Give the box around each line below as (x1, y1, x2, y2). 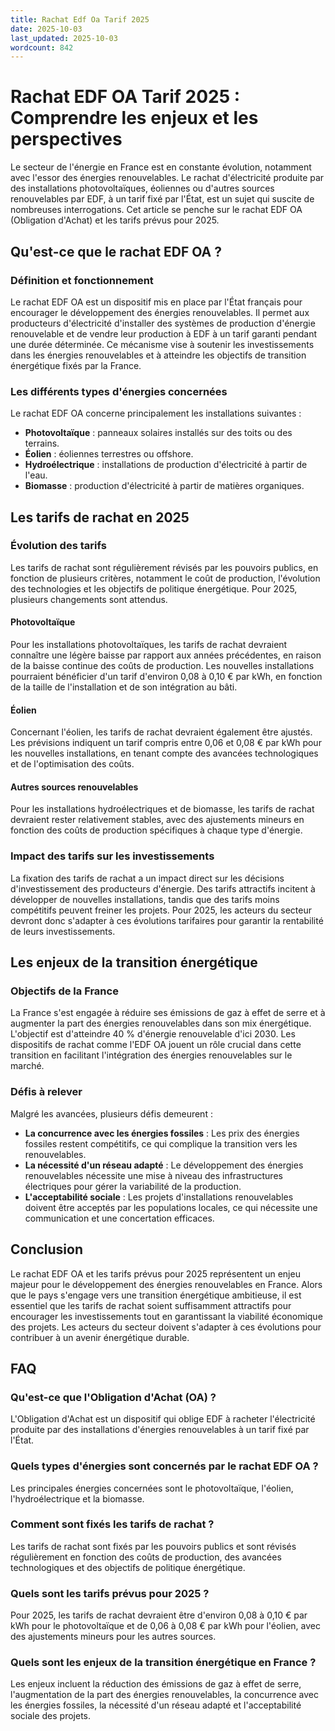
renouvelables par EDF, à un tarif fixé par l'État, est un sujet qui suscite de (10, 193, 315, 205)
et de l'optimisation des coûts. (10, 758, 135, 770)
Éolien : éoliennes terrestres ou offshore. (24, 448, 194, 460)
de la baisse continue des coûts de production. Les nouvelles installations (10, 660, 315, 672)
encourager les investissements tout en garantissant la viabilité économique (10, 1310, 323, 1322)
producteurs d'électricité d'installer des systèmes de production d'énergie (10, 317, 316, 329)
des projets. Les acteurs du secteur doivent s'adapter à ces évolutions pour (10, 1321, 322, 1333)
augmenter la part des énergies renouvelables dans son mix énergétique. (10, 1017, 312, 1030)
